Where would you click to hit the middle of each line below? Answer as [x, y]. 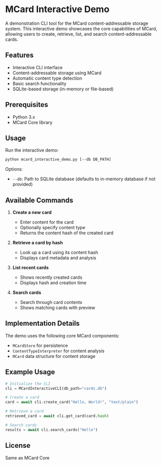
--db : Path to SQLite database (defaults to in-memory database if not [84, 179]
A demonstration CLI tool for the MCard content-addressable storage [77, 23]
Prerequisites [27, 105]
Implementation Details [43, 323]
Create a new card [32, 213]
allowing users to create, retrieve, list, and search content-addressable [78, 34]
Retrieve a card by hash [37, 243]
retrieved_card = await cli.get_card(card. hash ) [57, 416]
